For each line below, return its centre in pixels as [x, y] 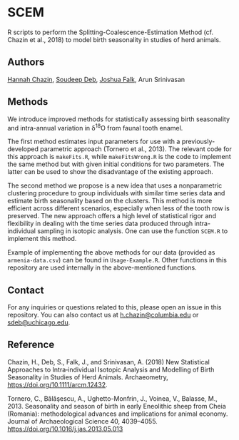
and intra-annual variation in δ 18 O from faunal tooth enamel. [95, 127]
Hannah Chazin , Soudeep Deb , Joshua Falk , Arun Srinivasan [96, 79]
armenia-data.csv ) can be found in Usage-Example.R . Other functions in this [117, 260]
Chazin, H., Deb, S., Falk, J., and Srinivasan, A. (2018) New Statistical [109, 362]
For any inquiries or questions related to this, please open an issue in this [115, 307]
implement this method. [42, 239]
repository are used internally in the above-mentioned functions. [102, 267]
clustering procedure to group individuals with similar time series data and [116, 193]
